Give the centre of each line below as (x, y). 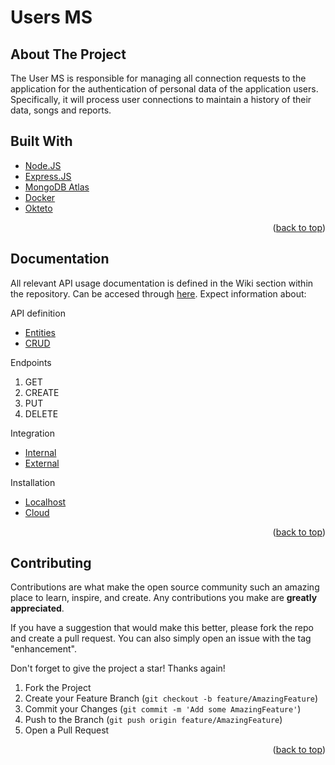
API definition (38, 313)
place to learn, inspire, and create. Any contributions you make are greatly (164, 598)
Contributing (51, 563)
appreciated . (37, 608)
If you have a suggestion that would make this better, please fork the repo (162, 628)
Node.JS (43, 165)
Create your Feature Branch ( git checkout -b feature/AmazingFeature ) (171, 698)
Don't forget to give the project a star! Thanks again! (118, 668)
